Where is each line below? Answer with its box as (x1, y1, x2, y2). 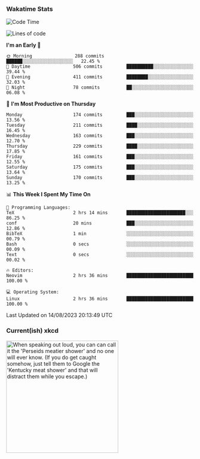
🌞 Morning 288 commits (6, 53, 104, 59)
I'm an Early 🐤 (6, 41, 41, 49)
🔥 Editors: (6, 268, 34, 273)
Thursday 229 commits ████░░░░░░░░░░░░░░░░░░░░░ (6, 143, 194, 150)
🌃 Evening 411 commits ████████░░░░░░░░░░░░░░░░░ (6, 74, 194, 80)
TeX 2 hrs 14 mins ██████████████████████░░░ (6, 210, 194, 216)
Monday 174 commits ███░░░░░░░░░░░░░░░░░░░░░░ (6, 112, 194, 118)
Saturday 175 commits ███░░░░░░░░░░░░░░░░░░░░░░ (6, 164, 194, 171)
